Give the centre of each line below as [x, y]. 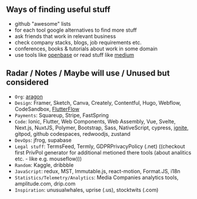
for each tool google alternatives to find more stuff [76, 30]
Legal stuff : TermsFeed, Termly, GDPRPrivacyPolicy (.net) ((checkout [100, 146]
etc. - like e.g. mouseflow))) [48, 159]
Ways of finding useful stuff [58, 10]
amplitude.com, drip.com [45, 183]
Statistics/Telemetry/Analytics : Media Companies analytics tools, [96, 177]
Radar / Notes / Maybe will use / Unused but [88, 73]
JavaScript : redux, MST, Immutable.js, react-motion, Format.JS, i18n [97, 171]
